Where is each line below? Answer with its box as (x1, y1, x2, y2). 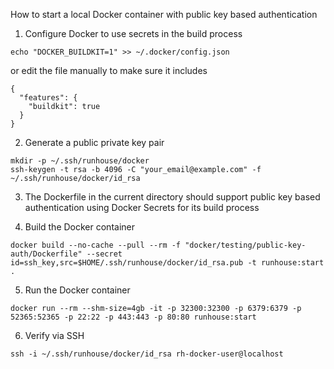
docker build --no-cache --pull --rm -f (10, 240, 182, 250)
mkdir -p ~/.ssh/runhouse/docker (10, 156, 150, 166)
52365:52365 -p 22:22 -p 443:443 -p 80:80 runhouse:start (10, 312, 257, 322)
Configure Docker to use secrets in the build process (24, 28, 243, 39)
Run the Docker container (24, 284, 131, 296)
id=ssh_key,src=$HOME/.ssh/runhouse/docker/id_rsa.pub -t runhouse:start (10, 258, 325, 268)
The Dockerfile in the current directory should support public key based (24, 191, 321, 203)
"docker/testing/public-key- (184, 240, 307, 250)
